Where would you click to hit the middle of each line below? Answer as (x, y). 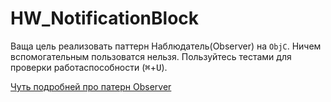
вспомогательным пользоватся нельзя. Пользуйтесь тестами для (151, 56)
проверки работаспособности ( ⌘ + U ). (89, 67)
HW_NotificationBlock (105, 18)
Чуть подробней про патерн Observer (91, 86)
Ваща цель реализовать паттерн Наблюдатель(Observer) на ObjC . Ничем (166, 46)
